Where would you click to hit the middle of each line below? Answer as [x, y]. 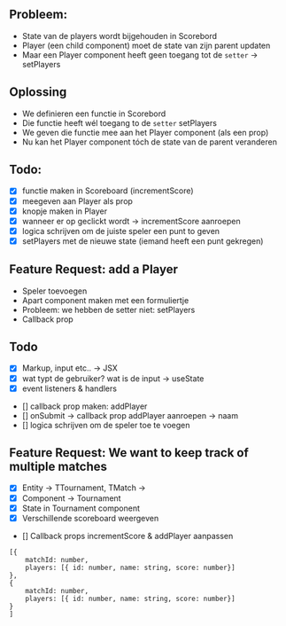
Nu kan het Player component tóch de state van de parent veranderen [149, 142]
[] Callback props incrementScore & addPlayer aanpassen [128, 536]
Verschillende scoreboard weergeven [90, 518]
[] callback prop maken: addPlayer [85, 406]
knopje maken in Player [65, 211]
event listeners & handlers [70, 388]
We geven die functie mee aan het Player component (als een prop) [145, 132]
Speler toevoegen [54, 291]
